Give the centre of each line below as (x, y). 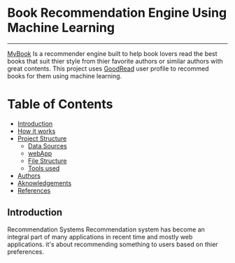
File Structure (47, 161)
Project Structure (42, 138)
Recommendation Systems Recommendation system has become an (106, 229)
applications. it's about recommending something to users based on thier (113, 244)
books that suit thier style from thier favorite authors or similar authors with (115, 61)
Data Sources (48, 145)
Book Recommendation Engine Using (117, 13)
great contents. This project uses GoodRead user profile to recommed (108, 69)
